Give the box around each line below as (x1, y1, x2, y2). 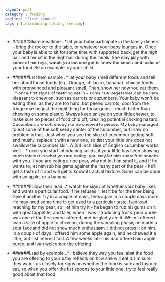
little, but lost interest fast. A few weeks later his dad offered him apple (12, 236, 156, 242)
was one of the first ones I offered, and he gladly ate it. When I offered (12, 215, 155, 220)
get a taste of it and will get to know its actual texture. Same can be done (12, 168, 161, 175)
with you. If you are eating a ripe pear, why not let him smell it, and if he (12, 158, 158, 164)
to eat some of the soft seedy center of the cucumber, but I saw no (12, 126, 149, 133)
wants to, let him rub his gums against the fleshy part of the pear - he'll (12, 163, 157, 169)
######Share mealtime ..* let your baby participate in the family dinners (12, 39, 160, 45)
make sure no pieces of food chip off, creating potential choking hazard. (12, 116, 159, 122)
